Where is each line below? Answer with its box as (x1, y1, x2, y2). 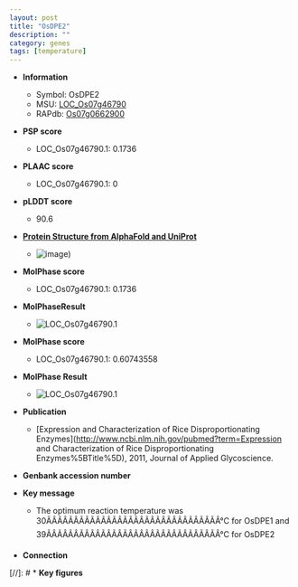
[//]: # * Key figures (9, 567, 83, 579)
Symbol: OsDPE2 (35, 90, 100, 100)
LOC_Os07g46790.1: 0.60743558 (35, 354, 158, 365)
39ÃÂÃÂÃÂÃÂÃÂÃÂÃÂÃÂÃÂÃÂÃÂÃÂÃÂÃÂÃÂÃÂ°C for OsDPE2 (35, 529, 275, 540)
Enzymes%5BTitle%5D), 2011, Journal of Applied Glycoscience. (35, 453, 274, 464)
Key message (22, 488, 75, 498)
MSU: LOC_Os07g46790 (35, 99, 126, 109)
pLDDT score (22, 196, 73, 207)
